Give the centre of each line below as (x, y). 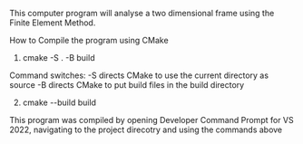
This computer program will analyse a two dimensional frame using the (142, 13)
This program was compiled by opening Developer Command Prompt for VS (151, 120)
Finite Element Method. (53, 23)
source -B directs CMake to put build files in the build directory (127, 85)
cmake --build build (59, 102)
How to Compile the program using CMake (89, 40)
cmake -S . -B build (59, 58)
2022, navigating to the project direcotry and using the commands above (146, 130)
